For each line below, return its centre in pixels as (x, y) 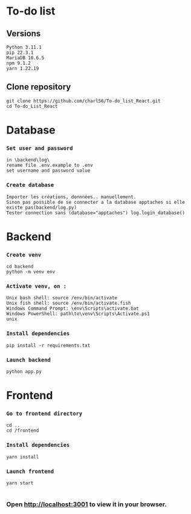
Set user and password (40, 148)
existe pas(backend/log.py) (42, 207)
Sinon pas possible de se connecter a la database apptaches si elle (96, 202)
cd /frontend (23, 431)
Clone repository (39, 87)
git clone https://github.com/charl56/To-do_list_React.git (84, 101)
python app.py (24, 371)
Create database (30, 185)
